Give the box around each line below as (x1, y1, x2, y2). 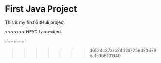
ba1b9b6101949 (89, 52, 121, 59)
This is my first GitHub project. (5, 19, 66, 25)
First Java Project (5, 3, 77, 15)
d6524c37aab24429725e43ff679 (89, 47, 157, 53)
